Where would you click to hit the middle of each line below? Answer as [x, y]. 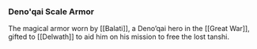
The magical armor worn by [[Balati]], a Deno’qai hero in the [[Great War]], [129, 29]
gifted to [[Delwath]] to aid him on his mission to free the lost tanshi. [119, 37]
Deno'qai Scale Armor [51, 12]
